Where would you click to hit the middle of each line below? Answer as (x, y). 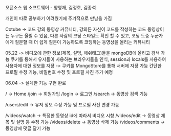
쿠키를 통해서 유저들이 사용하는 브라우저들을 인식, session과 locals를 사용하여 (88, 59)
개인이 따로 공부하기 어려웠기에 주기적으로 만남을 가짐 (59, 18)
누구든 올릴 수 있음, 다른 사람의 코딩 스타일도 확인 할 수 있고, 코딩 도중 (80, 36)
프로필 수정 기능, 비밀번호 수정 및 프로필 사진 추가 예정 (59, 72)
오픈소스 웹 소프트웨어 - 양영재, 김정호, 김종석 (51, 7)
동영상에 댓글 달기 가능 (28, 128)
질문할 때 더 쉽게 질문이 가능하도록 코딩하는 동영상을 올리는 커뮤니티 (82, 42)
